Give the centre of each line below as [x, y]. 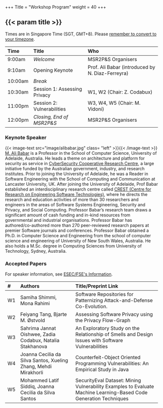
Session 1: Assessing [58, 89]
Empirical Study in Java [102, 370]
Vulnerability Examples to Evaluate [115, 387]
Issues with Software [99, 341]
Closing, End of [51, 117]
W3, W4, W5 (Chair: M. [114, 103]
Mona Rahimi [35, 304]
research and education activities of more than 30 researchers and [72, 200]
